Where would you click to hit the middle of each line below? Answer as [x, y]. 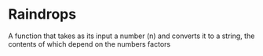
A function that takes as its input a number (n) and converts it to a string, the [131, 36]
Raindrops [42, 14]
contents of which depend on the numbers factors [89, 44]
